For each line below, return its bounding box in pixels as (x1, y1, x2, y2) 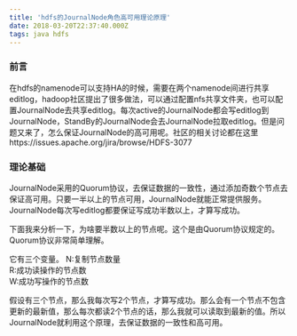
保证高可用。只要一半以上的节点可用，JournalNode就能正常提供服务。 (9, 193, 267, 204)
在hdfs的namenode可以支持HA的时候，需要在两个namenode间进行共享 (9, 82, 270, 93)
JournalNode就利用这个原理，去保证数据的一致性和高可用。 (9, 316, 228, 327)
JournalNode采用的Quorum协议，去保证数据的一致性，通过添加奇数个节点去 (9, 182, 288, 193)
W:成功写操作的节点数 (9, 276, 90, 286)
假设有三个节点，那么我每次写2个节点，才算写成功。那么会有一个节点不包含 (9, 294, 286, 305)
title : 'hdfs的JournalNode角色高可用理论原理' (9, 12, 171, 22)
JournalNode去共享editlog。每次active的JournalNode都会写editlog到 (16, 104, 270, 116)
